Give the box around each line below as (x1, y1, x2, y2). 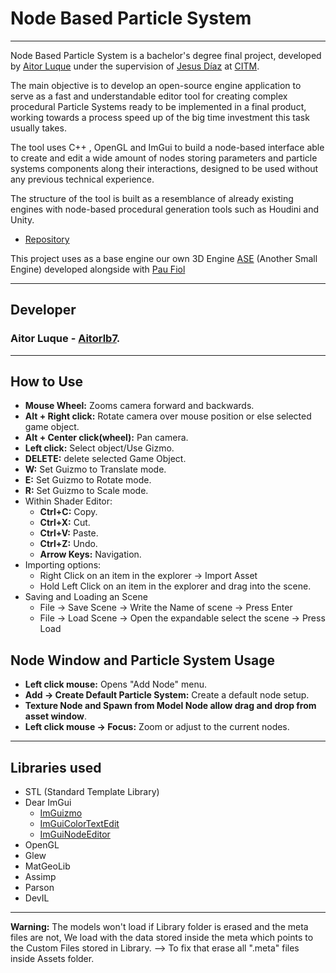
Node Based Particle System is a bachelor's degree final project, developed (10, 49, 322, 61)
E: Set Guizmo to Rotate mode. (24, 474, 152, 486)
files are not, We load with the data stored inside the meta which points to (10, 932, 314, 944)
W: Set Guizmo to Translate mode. (24, 463, 167, 476)
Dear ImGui (24, 797, 72, 809)
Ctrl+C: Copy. (39, 506, 98, 518)
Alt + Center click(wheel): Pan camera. (24, 432, 189, 444)
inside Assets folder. (10, 953, 95, 965)
